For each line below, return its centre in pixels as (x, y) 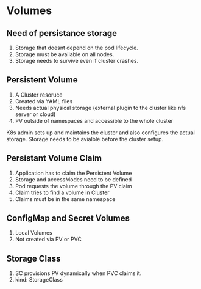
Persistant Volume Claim (54, 159)
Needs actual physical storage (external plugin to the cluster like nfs (100, 108)
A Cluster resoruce (39, 95)
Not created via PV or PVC (48, 240)
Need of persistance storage (62, 33)
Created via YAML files (44, 101)
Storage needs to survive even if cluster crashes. (77, 61)
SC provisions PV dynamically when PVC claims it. (78, 273)
